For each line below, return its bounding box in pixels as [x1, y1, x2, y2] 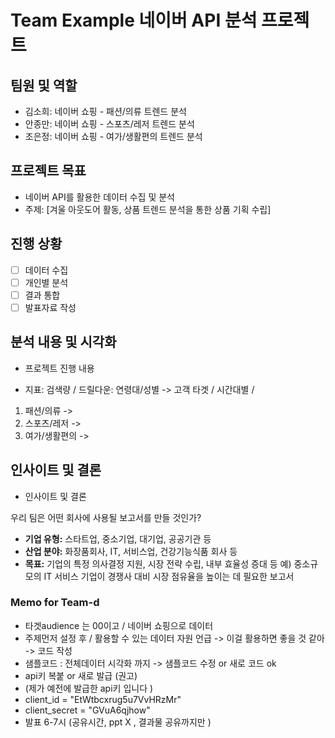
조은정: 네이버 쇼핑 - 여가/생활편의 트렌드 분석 [24, 131, 203, 142]
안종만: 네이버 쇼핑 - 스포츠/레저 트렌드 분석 [24, 118, 195, 130]
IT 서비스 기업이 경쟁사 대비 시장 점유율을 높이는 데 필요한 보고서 [43, 570, 295, 582]
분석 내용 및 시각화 [10, 334, 117, 351]
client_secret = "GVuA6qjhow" [24, 704, 151, 716]
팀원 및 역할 [10, 77, 78, 94]
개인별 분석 [24, 276, 69, 288]
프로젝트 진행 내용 [24, 362, 95, 374]
